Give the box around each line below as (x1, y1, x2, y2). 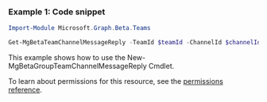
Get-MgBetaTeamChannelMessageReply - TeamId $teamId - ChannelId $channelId (8, 39, 261, 47)
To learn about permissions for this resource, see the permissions (8, 77, 224, 86)
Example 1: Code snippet (8, 6, 106, 17)
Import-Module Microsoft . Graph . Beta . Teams (8, 25, 151, 32)
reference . (8, 85, 42, 95)
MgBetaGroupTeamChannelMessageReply (8, 62, 147, 71)
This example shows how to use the (8, 53, 126, 62)
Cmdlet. (148, 62, 175, 71)
